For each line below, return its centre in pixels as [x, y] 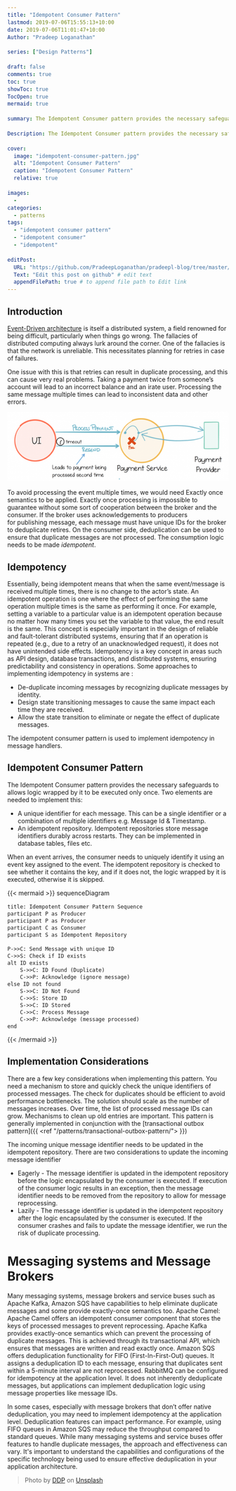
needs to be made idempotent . [52, 545]
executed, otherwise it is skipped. [56, 879]
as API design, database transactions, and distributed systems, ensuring [112, 659]
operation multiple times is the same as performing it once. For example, [112, 607]
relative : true [36, 178]
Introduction [35, 311]
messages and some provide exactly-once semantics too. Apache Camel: [114, 1311]
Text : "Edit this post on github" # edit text [83, 274]
